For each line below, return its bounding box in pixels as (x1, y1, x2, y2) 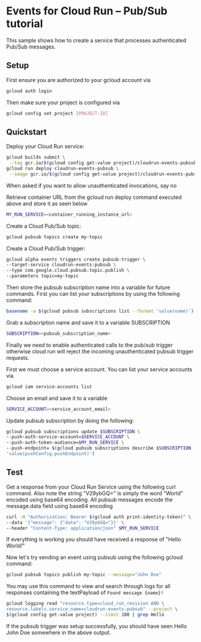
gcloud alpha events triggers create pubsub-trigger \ (6, 256, 146, 262)
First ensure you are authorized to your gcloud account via (6, 76, 151, 83)
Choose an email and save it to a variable (6, 394, 108, 402)
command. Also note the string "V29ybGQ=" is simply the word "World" (6, 489, 184, 496)
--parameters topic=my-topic (6, 273, 79, 279)
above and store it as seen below (6, 199, 88, 207)
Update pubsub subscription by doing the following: (6, 417, 135, 424)
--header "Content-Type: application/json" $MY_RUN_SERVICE (6, 525, 160, 531)
